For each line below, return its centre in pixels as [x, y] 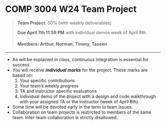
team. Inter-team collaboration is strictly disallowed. [65, 118]
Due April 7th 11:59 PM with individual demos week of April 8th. [82, 32]
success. [21, 65]
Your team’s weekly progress [49, 86]
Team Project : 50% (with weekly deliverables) [64, 23]
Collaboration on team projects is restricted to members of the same [82, 112]
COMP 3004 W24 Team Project [71, 9]
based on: [22, 75]
